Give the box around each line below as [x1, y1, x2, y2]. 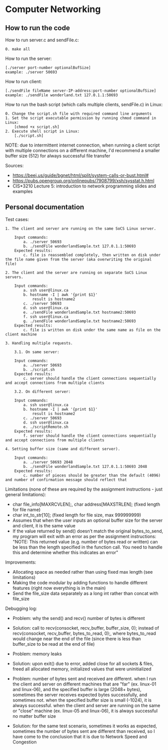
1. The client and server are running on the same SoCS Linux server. [5, 226, 156, 231]
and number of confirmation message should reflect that [5, 477, 127, 482]
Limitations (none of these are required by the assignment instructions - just [5, 486, 163, 492]
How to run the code [5, 24, 70, 32]
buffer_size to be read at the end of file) [12, 641, 95, 647]
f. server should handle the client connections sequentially [23, 433, 156, 438]
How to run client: [5, 79, 42, 84]
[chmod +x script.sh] [14, 124, 59, 129]
